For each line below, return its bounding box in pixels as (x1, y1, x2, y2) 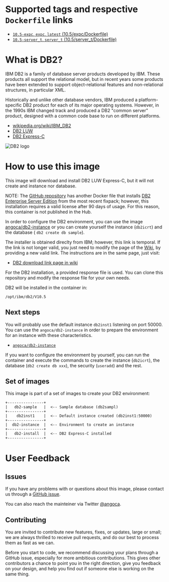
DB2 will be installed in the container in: (5, 284, 87, 290)
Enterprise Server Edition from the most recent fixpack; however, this (5, 198, 149, 204)
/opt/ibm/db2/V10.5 (5, 294, 46, 299)
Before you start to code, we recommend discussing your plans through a (5, 550, 158, 556)
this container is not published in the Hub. (5, 209, 92, 215)
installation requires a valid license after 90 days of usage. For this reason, (5, 203, 160, 209)
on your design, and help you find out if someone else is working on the (5, 566, 154, 572)
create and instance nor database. (5, 183, 77, 189)
